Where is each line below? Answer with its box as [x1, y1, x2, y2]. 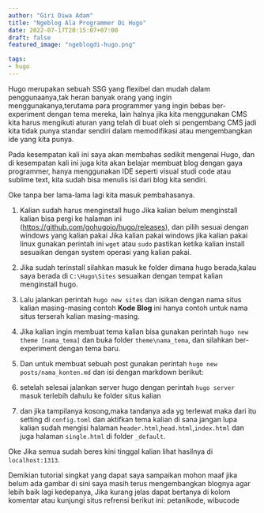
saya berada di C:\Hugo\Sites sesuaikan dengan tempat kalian [19, 271, 223, 280]
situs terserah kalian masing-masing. [19, 311, 140, 320]
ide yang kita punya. [8, 134, 74, 144]
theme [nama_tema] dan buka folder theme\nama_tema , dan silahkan [19, 335, 234, 344]
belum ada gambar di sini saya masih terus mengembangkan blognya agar [8, 478, 251, 488]
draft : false [8, 33, 51, 42]
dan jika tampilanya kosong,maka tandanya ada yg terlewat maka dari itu [19, 406, 257, 415]
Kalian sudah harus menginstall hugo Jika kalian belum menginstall [19, 205, 238, 215]
